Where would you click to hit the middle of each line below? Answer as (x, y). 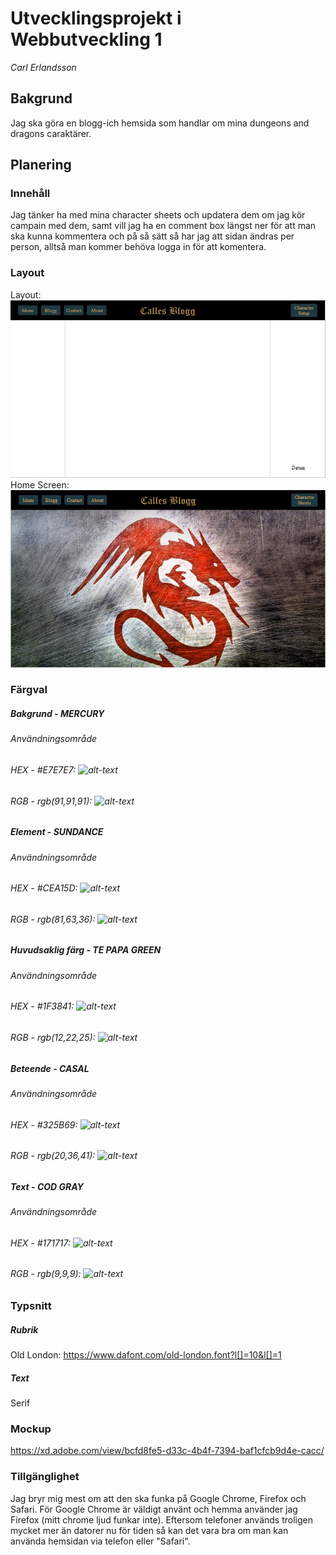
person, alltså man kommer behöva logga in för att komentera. (138, 247)
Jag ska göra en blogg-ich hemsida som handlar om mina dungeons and (160, 123)
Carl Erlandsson (43, 67)
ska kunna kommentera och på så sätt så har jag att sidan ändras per (152, 236)
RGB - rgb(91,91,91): (51, 801)
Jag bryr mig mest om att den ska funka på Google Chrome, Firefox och (158, 1498)
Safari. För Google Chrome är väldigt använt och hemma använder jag (154, 1509)
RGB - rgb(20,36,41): (53, 1156)
